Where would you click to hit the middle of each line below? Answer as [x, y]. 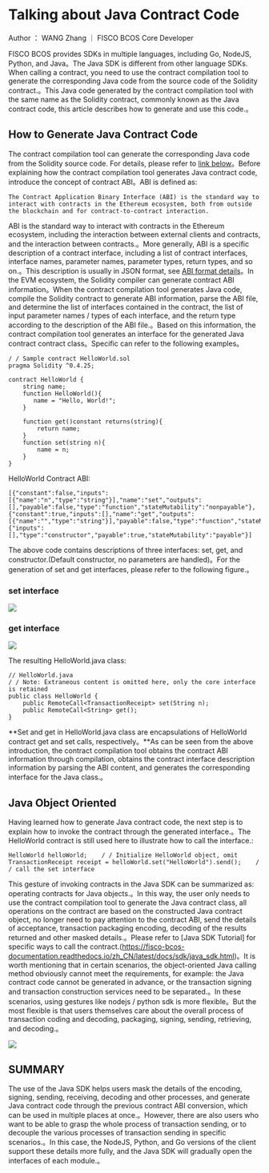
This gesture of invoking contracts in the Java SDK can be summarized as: [131, 884]
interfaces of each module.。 [56, 1160]
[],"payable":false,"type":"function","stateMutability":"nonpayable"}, [132, 507]
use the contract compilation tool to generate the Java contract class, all [127, 903]
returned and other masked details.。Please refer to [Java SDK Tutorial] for [132, 938]
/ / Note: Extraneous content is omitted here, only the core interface [132, 683]
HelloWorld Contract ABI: [49, 478]
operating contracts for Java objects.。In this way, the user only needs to [129, 894]
